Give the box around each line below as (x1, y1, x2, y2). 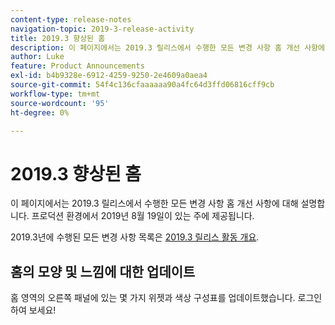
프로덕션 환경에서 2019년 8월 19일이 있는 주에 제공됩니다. (31, 210, 255, 222)
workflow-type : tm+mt (10, 89, 101, 99)
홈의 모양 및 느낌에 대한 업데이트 (10, 263, 196, 280)
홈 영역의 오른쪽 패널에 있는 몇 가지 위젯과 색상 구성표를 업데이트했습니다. (10, 292, 296, 304)
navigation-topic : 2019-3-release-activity (10, 24, 195, 34)
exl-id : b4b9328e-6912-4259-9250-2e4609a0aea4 (10, 71, 208, 81)
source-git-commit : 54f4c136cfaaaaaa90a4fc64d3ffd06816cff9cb (10, 80, 275, 90)
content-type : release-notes (10, 14, 132, 25)
